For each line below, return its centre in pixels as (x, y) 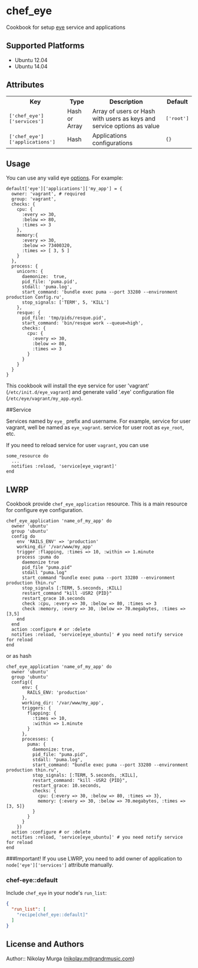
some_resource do (27, 456)
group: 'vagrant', (34, 199)
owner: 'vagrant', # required (48, 194)
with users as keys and (124, 118)
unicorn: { (30, 272)
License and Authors (45, 944)
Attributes (25, 85)
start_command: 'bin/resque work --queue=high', (82, 323)
